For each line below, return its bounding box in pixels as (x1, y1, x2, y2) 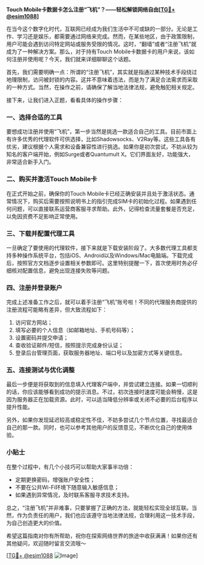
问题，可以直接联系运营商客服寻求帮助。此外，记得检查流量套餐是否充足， (11, 205, 198, 212)
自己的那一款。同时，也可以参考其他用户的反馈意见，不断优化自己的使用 (6, 424, 187, 431)
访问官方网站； (15, 319, 53, 326)
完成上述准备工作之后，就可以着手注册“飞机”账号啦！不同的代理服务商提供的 (6, 298, 197, 306)
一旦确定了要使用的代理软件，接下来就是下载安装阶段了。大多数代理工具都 (6, 244, 192, 251)
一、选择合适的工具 (6, 113, 63, 121)
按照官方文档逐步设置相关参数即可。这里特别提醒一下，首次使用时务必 (16, 259, 192, 266)
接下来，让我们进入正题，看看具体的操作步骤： (6, 96, 123, 104)
